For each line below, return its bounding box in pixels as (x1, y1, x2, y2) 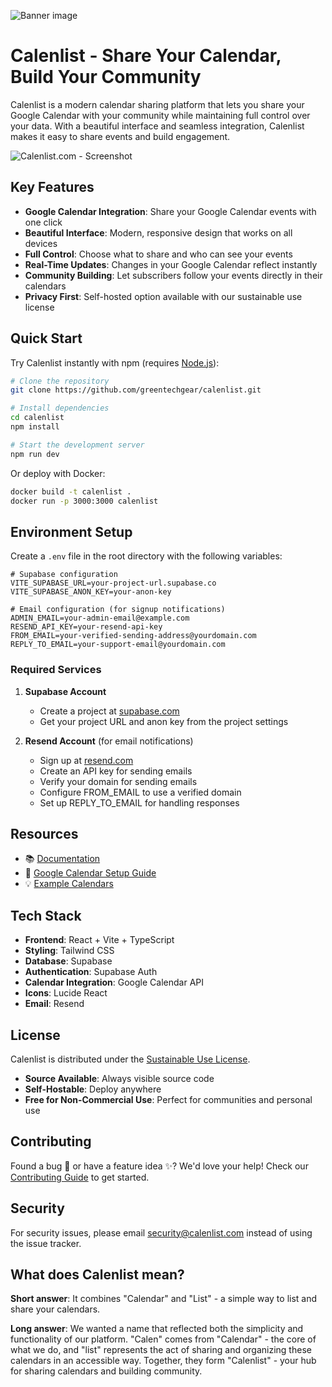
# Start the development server (10, 440, 145, 450)
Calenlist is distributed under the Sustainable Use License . (10, 1053, 251, 1065)
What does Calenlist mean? (10, 1266, 185, 1283)
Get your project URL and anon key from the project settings (39, 715, 289, 727)
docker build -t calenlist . (10, 486, 132, 497)
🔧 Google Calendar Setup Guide (24, 867, 157, 879)
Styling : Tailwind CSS (24, 945, 115, 957)
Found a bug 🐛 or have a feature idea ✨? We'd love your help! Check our (10, 1160, 309, 1172)
